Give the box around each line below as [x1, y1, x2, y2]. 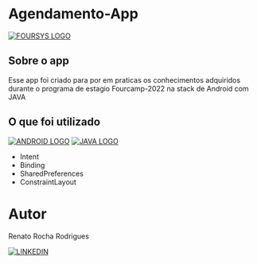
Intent [19, 152, 40, 161]
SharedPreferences [19, 169, 84, 178]
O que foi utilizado [8, 115, 101, 129]
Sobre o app [8, 54, 69, 68]
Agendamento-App [8, 5, 139, 23]
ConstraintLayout [19, 177, 77, 187]
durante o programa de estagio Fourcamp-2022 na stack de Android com [8, 83, 249, 93]
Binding [19, 160, 45, 169]
